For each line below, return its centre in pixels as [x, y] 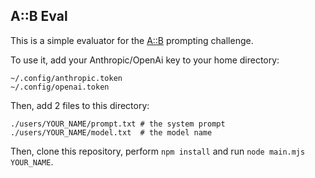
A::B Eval [39, 16]
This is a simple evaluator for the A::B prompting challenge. [132, 40]
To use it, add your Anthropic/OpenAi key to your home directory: [145, 60]
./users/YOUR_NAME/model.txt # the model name [111, 132]
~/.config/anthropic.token [66, 78]
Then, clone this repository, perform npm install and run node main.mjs [158, 151]
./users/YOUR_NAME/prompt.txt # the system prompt [118, 124]
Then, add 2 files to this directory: [80, 105]
